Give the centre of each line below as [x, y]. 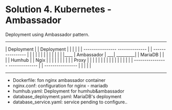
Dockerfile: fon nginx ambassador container [59, 80]
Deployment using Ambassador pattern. [47, 34]
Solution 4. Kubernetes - [58, 9]
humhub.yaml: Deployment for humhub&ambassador [68, 91]
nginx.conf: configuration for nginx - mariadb [60, 85]
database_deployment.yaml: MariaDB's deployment [67, 96]
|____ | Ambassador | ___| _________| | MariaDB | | [114, 54]
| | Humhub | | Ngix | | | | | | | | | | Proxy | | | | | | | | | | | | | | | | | [69, 60]
